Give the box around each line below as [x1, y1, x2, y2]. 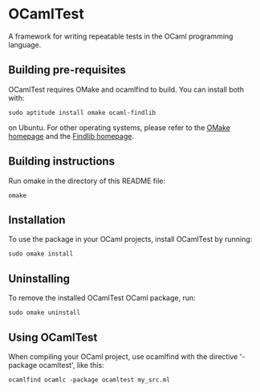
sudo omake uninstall [8, 308, 81, 317]
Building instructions [8, 154, 115, 169]
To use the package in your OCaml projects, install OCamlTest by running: [8, 235, 253, 244]
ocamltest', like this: [39, 361, 104, 370]
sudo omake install [8, 250, 74, 258]
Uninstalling [8, 272, 71, 285]
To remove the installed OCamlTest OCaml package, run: [8, 293, 197, 303]
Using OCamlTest [8, 330, 98, 344]
